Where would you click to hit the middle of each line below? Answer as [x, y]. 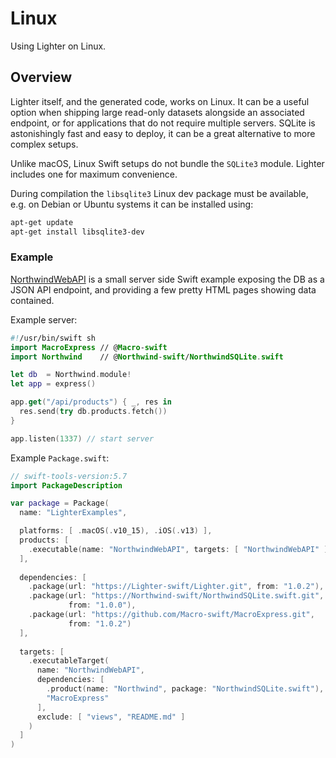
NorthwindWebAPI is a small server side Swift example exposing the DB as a [167, 279]
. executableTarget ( [69, 661]
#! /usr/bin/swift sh [53, 338]
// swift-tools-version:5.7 [69, 476]
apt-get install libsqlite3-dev [77, 232]
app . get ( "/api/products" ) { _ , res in [91, 402]
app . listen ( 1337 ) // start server [82, 438]
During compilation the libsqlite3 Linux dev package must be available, [159, 193]
